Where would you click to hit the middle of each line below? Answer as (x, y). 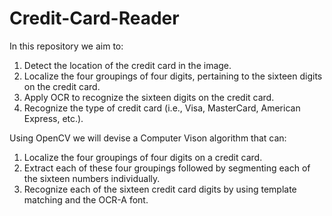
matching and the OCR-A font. (86, 199)
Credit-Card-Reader (94, 18)
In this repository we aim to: (66, 46)
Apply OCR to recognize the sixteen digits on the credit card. (149, 97)
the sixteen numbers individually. (92, 178)
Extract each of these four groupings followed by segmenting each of (167, 168)
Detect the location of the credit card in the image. (127, 65)
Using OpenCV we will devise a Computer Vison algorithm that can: (148, 138)
